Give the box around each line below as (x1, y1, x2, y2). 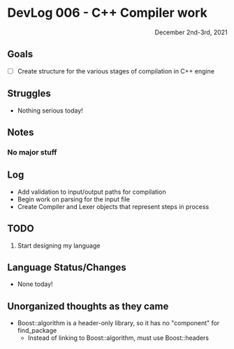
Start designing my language (17, 241, 101, 250)
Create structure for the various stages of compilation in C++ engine (17, 66, 215, 75)
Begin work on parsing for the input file (17, 194, 131, 204)
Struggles (7, 87, 51, 99)
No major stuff (7, 147, 57, 157)
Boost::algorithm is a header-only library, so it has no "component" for (17, 319, 220, 327)
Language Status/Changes (7, 261, 127, 273)
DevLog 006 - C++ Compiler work (7, 5, 207, 21)
